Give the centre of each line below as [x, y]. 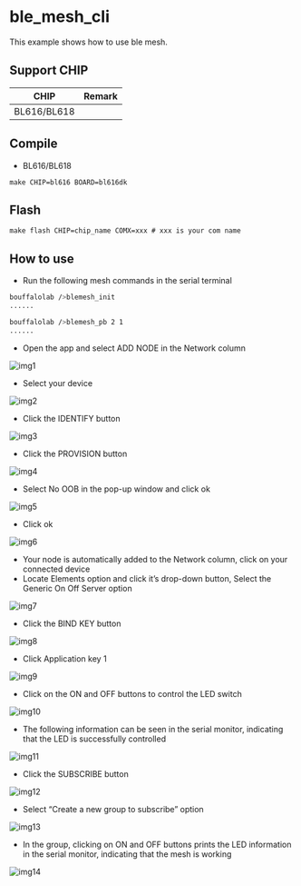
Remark [101, 95]
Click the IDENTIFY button [71, 418]
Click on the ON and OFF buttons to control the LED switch [132, 693]
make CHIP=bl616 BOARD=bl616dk [68, 182]
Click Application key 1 [64, 658]
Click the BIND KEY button [72, 623]
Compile [34, 144]
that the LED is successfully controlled [94, 739]
